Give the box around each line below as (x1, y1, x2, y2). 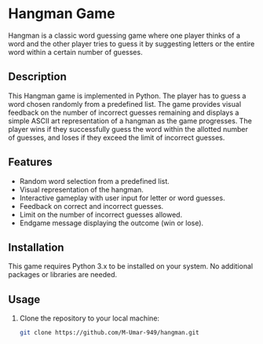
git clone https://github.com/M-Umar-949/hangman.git (19, 329, 199, 337)
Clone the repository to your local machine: (19, 313, 159, 323)
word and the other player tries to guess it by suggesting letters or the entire (8, 38, 255, 48)
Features (8, 156, 53, 169)
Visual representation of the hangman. (19, 185, 144, 194)
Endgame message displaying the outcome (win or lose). (19, 218, 204, 228)
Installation (8, 240, 64, 254)
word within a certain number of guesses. (8, 47, 143, 57)
